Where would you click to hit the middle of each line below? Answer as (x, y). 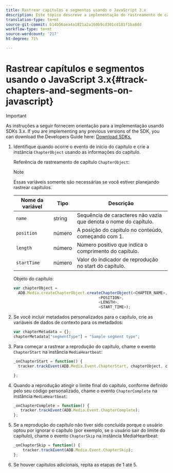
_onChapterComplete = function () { (51, 406)
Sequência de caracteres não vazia (119, 215)
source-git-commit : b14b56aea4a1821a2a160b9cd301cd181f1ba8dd (74, 24)
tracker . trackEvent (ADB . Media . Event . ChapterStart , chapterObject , (91, 366)
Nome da (32, 200)
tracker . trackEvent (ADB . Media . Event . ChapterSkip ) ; (78, 450)
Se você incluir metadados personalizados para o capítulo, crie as (83, 317)
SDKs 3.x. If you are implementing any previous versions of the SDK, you (83, 131)
